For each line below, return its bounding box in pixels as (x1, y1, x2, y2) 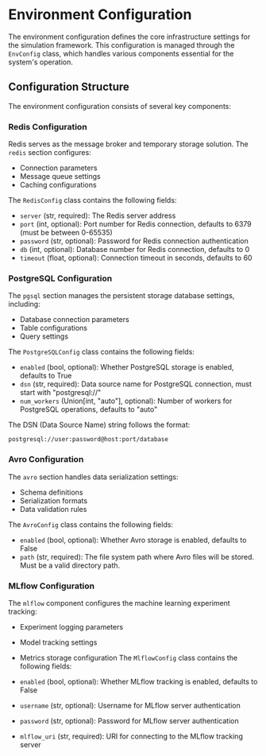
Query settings (19, 331, 69, 341)
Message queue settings (19, 172, 101, 181)
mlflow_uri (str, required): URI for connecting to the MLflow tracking (19, 731, 244, 741)
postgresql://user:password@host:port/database (8, 436, 169, 444)
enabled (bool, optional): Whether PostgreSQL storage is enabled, (19, 362, 234, 372)
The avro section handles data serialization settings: (8, 471, 179, 482)
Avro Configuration (8, 454, 84, 465)
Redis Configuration (8, 121, 87, 132)
